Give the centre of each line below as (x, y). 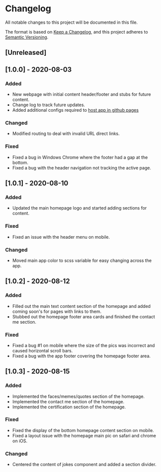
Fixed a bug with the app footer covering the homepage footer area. (81, 356)
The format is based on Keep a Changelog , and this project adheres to (77, 32)
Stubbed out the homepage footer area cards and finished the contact (84, 316)
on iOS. (20, 441)
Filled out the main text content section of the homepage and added (81, 306)
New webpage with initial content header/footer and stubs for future (81, 94)
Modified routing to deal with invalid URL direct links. (66, 133)
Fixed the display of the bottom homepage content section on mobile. (83, 430)
